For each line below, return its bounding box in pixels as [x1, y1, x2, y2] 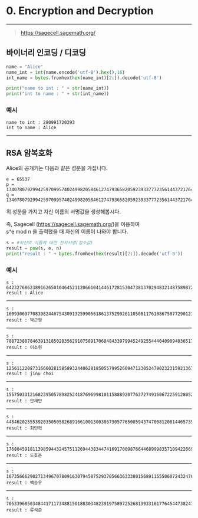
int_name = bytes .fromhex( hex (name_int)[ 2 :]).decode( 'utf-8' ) [6, 75, 162, 81]
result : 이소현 [6, 345, 42, 350]
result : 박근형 [6, 317, 42, 323]
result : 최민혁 [6, 425, 42, 431]
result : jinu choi [6, 371, 54, 377]
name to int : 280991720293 [6, 120, 75, 126]
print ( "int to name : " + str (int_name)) [6, 91, 110, 97]
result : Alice [6, 290, 44, 296]
